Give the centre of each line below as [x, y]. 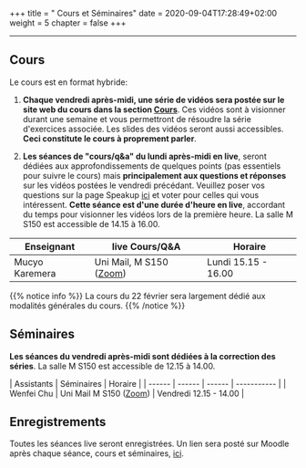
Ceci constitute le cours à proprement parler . [110, 138]
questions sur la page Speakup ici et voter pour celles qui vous [141, 194]
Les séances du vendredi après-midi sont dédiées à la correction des [143, 356]
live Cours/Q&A [147, 246]
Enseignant [50, 246]
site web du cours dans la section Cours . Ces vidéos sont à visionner [154, 109]
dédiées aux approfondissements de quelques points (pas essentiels [152, 166]
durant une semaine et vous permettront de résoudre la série [137, 119]
